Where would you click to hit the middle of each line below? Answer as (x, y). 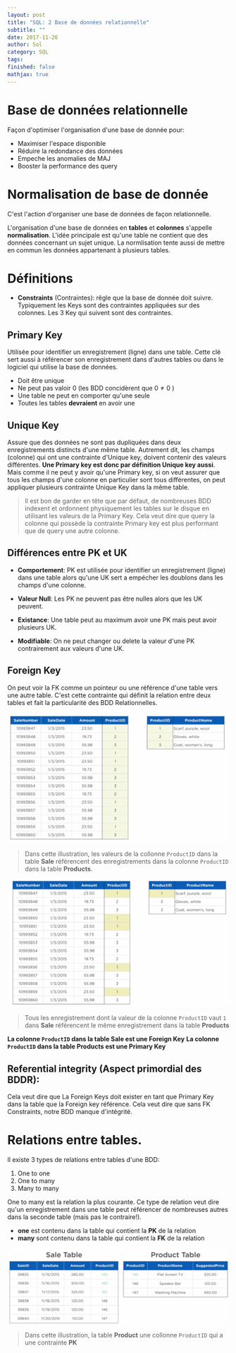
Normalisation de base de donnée (108, 194)
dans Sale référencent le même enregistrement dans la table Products (127, 1025)
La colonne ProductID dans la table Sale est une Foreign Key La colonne (113, 1039)
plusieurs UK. (37, 627)
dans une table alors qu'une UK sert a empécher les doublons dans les (120, 577)
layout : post (26, 15)
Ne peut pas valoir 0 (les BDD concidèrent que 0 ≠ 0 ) (96, 388)
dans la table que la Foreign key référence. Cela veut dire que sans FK (109, 1104)
